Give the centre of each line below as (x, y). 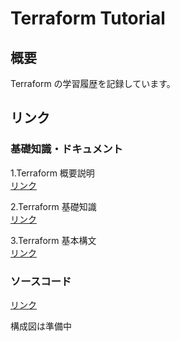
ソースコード (41, 281)
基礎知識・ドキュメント (66, 149)
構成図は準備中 (41, 326)
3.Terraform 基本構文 (53, 240)
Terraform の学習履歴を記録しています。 (93, 83)
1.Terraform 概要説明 (52, 173)
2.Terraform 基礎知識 (53, 206)
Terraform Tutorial (88, 18)
